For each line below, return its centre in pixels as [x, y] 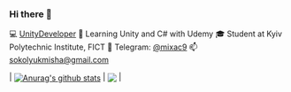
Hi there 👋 [31, 14]
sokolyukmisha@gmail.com [59, 60]
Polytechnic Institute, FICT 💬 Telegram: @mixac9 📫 [103, 47]
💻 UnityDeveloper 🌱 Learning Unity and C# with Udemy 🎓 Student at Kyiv [146, 34]
